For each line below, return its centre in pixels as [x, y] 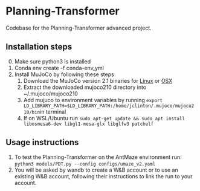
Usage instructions [42, 142]
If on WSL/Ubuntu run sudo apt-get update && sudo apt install [104, 118]
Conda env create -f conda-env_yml [59, 68]
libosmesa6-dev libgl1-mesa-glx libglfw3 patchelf [89, 124]
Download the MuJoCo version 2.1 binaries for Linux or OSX [98, 80]
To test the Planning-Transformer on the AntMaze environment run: [98, 157]
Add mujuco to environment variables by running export [93, 100]
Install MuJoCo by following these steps [64, 74]
